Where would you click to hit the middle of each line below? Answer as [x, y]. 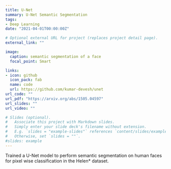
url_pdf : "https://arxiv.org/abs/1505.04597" [54, 99]
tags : [11, 19]
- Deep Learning [22, 24]
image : [12, 52]
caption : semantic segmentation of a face [55, 56]
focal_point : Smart [31, 61]
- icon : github [21, 75]
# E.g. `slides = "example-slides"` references [59, 132]
